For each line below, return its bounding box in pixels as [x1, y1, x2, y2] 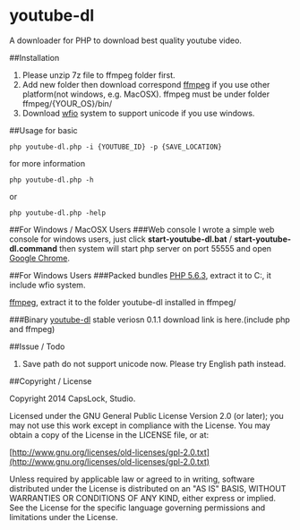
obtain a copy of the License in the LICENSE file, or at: [9, 429, 210, 440]
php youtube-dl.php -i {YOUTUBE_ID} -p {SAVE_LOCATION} [9, 142, 222, 151]
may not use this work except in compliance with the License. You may [9, 420, 270, 431]
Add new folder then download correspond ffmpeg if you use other [21, 79, 270, 90]
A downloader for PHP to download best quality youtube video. [9, 35, 242, 46]
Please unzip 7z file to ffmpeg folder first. [21, 69, 176, 81]
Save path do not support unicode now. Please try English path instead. [21, 358, 287, 369]
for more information [9, 158, 86, 168]
